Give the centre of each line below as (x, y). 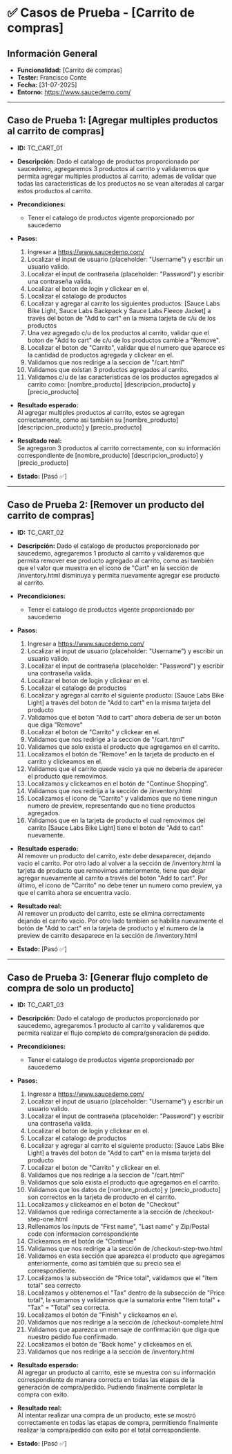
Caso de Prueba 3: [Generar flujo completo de (108, 978)
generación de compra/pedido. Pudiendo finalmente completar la (110, 1387)
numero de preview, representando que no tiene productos (111, 806)
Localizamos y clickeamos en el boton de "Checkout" (104, 1205)
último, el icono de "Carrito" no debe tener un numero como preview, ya (119, 885)
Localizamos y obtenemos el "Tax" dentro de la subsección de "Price (126, 1293)
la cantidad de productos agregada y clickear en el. (100, 355)
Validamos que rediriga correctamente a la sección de (104, 1212)
